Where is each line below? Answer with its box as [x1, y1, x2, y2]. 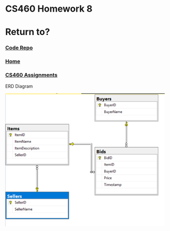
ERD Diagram [5, 83, 33, 89]
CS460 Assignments [5, 71, 58, 79]
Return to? [5, 26, 50, 38]
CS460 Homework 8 [5, 3, 93, 15]
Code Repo [5, 44, 33, 51]
